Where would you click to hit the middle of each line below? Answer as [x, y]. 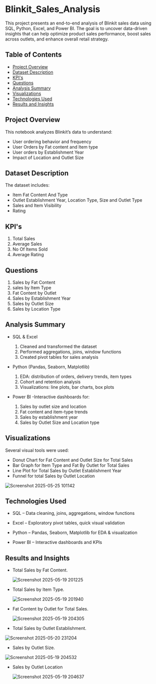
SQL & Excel [25, 337]
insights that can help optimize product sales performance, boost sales [78, 34]
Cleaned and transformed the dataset [58, 346]
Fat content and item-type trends [54, 412]
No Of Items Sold [30, 249]
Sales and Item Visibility [37, 206]
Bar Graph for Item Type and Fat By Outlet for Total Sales [71, 465]
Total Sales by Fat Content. [40, 570]
